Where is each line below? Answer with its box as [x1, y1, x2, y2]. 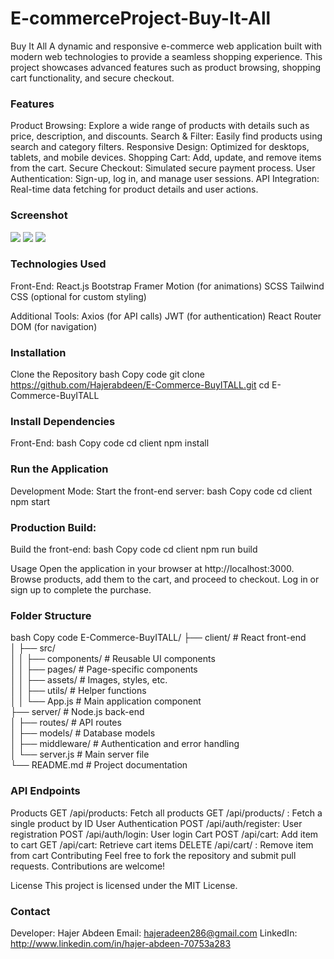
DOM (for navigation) [10, 320, 98, 332]
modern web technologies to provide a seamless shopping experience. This [10, 50, 323, 62]
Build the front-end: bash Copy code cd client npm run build [10, 543, 258, 556]
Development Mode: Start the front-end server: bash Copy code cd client [10, 485, 313, 497]
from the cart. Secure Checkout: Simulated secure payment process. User [10, 162, 316, 174]
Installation [10, 345, 67, 359]
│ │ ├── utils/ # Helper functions [10, 685, 147, 697]
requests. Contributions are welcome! [10, 860, 166, 872]
